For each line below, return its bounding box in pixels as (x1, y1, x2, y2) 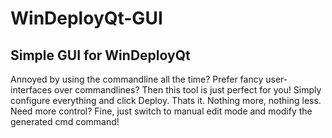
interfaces (10, 84, 53, 96)
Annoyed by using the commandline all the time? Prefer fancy (10, 73, 264, 85)
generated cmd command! (10, 116, 120, 127)
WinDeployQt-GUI (10, 7, 163, 30)
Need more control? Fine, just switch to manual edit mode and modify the (10, 105, 313, 117)
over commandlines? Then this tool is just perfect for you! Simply (54, 84, 322, 96)
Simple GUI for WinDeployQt (10, 47, 191, 64)
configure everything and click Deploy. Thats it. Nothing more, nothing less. (10, 95, 322, 106)
